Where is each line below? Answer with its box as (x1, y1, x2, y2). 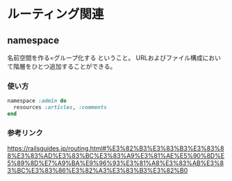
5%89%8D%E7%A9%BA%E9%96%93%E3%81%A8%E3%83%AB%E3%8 (7, 159, 224, 167)
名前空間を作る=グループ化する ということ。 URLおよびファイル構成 (7, 53, 203, 62)
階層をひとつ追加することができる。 (13, 62, 117, 70)
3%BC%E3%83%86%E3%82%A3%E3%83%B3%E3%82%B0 (7, 166, 188, 175)
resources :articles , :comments (13, 104, 108, 111)
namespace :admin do (7, 98, 67, 105)
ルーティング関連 (7, 6, 104, 22)
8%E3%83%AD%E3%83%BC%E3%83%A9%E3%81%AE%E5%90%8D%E (7, 152, 225, 160)
